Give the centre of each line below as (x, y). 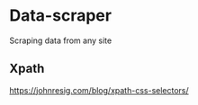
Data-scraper (61, 16)
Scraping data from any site (61, 40)
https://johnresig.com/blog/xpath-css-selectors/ (99, 90)
